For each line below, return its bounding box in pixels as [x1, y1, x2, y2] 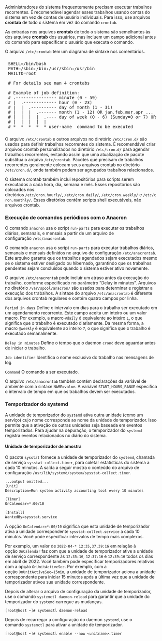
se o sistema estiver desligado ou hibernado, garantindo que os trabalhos [5, 260, 152, 266]
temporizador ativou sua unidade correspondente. [5, 579, 105, 585]
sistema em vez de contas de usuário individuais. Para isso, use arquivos [5, 15, 151, 20]
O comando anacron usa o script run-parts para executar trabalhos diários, [5, 245, 154, 251]
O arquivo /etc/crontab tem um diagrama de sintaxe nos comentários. [5, 48, 145, 54]
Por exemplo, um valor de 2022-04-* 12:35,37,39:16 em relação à [5, 543, 136, 549]
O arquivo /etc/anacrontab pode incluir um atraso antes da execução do [5, 275, 149, 281]
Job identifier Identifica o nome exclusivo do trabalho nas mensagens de [5, 355, 154, 360]
